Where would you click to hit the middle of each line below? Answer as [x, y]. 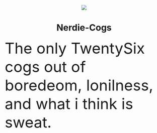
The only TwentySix [75, 48]
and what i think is [69, 103]
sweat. [28, 122]
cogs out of [45, 66]
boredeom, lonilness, [79, 85]
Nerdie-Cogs [84, 28]
